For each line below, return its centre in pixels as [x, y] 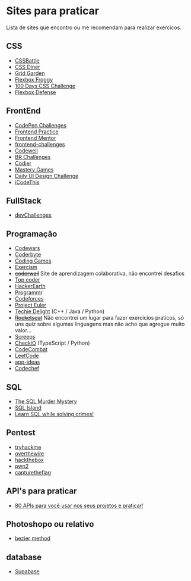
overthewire [29, 453]
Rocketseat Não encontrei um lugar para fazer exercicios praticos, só [99, 318]
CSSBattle [27, 60]
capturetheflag [33, 472]
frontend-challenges [40, 144]
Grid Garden [30, 73]
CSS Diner [27, 67]
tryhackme [28, 447]
